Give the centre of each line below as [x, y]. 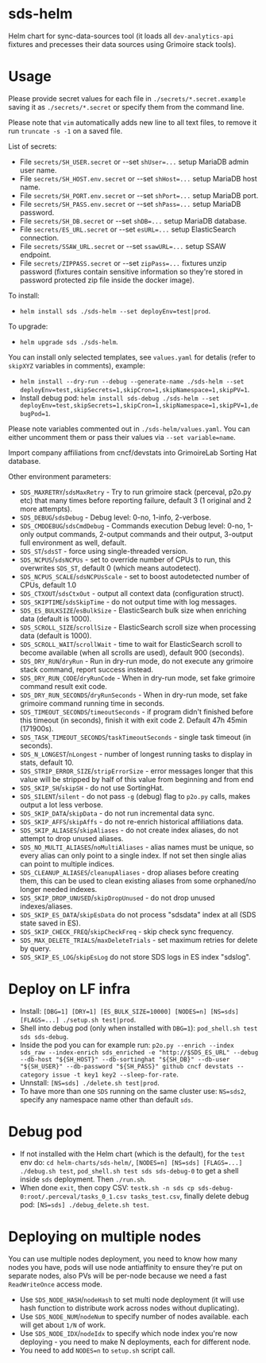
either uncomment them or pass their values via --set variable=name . [122, 437]
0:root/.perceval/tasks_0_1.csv [73, 1197]
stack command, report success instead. [86, 669]
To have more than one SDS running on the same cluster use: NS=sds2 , [133, 1091]
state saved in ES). [50, 923]
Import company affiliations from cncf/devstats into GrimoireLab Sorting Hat [133, 452]
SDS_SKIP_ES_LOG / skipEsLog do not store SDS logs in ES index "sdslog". [135, 956]
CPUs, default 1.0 [48, 585]
